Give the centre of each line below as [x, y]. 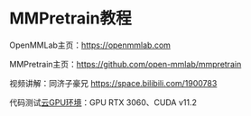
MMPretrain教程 [71, 18]
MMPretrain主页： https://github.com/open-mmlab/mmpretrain [125, 64]
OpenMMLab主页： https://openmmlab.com [90, 45]
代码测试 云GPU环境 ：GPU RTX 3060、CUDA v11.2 [103, 102]
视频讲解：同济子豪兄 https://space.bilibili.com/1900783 [113, 83]
